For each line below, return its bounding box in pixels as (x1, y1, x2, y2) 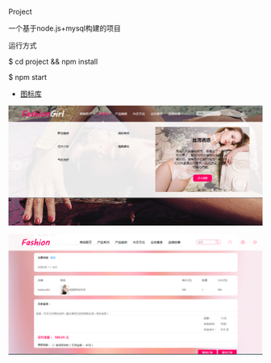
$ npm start (8, 73, 47, 81)
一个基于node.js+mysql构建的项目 (8, 23, 121, 33)
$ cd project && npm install (8, 56, 98, 66)
